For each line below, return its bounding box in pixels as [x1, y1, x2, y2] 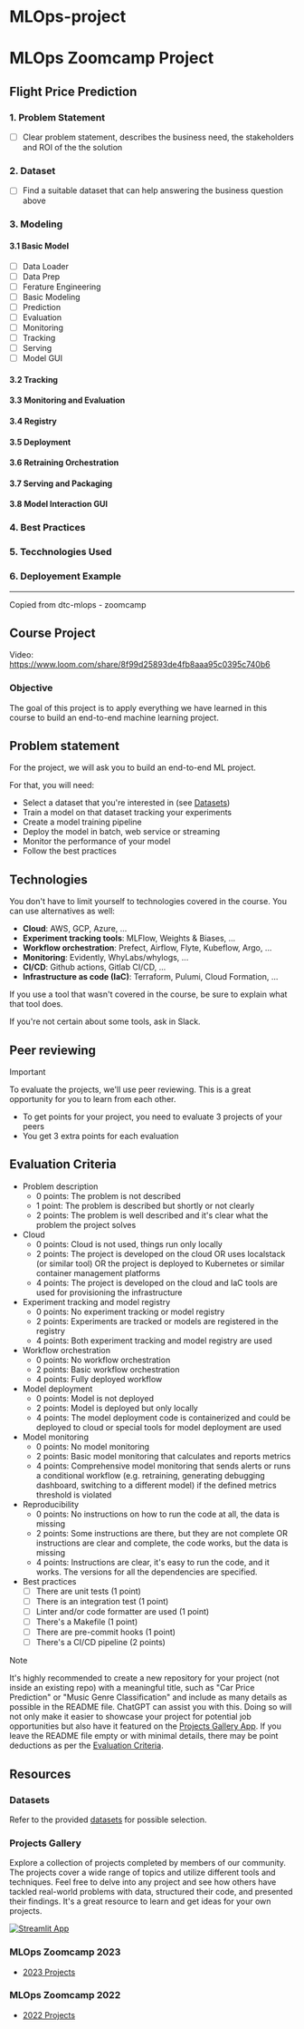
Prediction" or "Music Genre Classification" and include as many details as [9, 1692, 288, 1702]
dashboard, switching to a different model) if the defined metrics [35, 1479, 278, 1490]
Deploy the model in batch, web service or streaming [22, 826, 221, 837]
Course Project [9, 625, 97, 640]
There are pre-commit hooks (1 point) [35, 1626, 176, 1638]
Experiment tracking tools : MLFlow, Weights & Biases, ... [22, 932, 236, 944]
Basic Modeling [22, 291, 81, 302]
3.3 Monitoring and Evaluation [9, 395, 126, 405]
